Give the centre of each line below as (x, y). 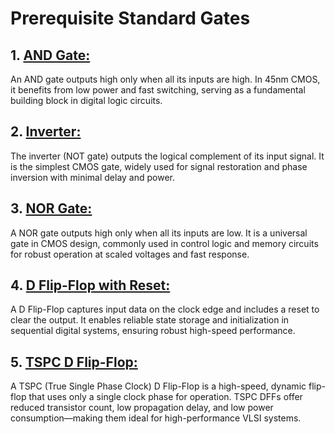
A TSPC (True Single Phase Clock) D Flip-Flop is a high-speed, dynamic (158, 386)
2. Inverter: (46, 132)
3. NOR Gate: (51, 208)
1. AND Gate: (50, 55)
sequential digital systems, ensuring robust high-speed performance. (153, 331)
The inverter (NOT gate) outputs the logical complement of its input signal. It (167, 156)
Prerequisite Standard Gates (130, 18)
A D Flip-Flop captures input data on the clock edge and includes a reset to (165, 309)
